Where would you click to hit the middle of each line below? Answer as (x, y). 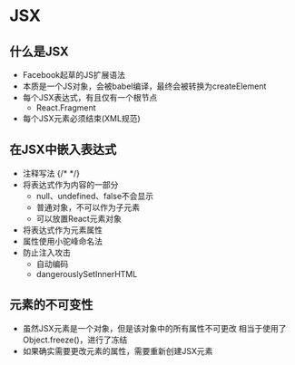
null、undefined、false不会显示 (95, 196)
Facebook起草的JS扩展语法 (74, 75)
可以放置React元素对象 (79, 218)
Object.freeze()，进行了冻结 (75, 340)
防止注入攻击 (46, 252)
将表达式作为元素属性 (62, 230)
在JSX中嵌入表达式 (63, 150)
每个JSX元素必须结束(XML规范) (81, 118)
